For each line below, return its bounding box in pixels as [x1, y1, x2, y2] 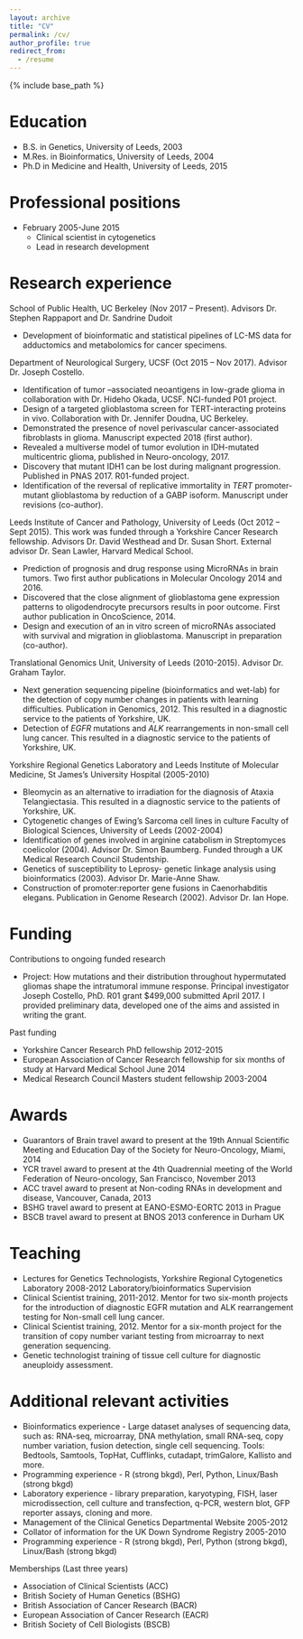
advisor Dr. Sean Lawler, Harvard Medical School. [9, 545, 194, 556]
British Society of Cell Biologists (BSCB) [22, 1618, 171, 1630]
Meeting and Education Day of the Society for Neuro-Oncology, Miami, [22, 1144, 286, 1155]
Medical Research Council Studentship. [22, 853, 170, 864]
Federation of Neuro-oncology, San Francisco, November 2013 [22, 1173, 256, 1184]
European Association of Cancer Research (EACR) [22, 1609, 209, 1620]
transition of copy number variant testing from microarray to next [22, 1330, 264, 1341]
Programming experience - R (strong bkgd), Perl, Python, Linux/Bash [22, 1468, 279, 1479]
